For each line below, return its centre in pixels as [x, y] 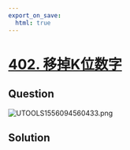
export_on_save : [35, 15]
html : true [33, 23]
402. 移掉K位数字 [65, 64]
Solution [29, 138]
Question [31, 94]
